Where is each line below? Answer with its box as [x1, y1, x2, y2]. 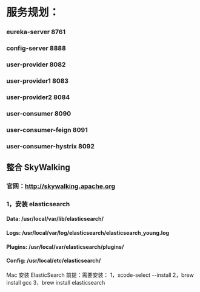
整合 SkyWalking [6, 162, 71, 172]
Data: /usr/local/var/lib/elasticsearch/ [6, 215, 104, 223]
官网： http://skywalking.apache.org [6, 182, 115, 190]
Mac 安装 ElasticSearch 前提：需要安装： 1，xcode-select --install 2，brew [6, 271, 194, 279]
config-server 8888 [6, 44, 67, 52]
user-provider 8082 [6, 60, 66, 69]
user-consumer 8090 [6, 109, 72, 117]
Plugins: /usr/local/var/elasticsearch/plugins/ [6, 243, 124, 250]
